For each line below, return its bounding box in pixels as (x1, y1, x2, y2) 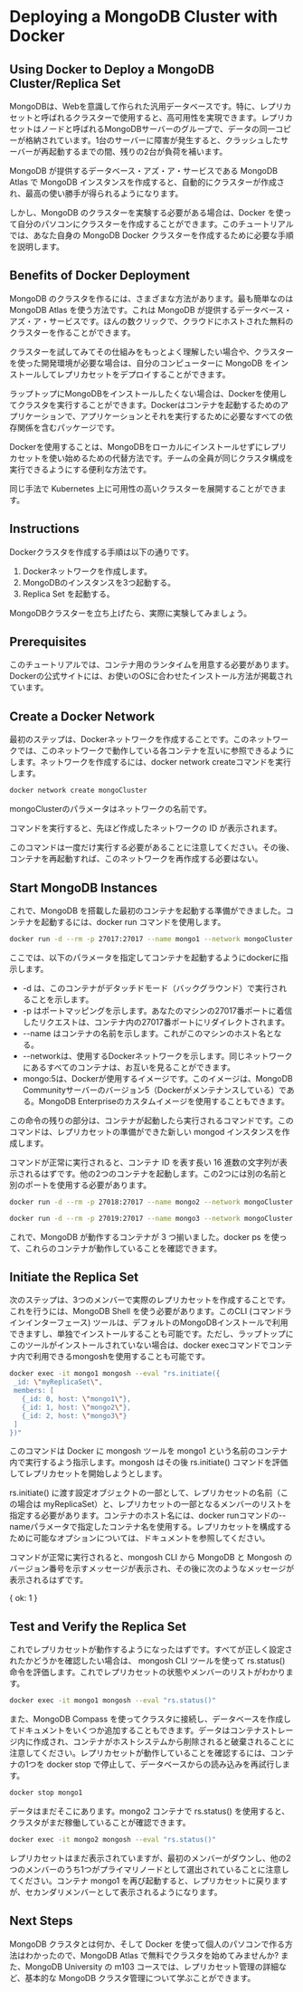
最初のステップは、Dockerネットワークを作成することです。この (9, 734, 250, 745)
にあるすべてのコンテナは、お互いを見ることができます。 (22, 1062, 235, 1072)
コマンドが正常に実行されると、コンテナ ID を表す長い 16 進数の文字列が (9, 1157, 280, 1168)
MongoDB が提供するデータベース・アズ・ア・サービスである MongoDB (9, 166, 279, 176)
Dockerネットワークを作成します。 (22, 566, 152, 577)
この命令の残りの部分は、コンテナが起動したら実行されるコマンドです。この (9, 1115, 294, 1126)
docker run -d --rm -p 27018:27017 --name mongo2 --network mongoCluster (9, 1197, 294, 1206)
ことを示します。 (30, 994, 94, 1005)
